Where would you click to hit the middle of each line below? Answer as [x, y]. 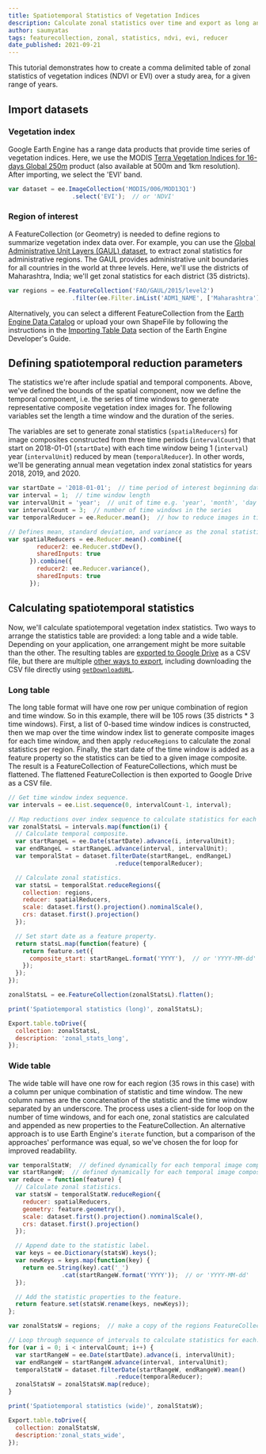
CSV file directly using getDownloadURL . [71, 669]
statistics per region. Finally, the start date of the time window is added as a [131, 749]
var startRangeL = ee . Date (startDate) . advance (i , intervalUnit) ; [125, 841]
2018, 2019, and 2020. [44, 473]
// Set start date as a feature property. [86, 936]
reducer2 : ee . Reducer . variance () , [93, 569]
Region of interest [43, 216]
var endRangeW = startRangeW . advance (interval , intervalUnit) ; [122, 1362]
